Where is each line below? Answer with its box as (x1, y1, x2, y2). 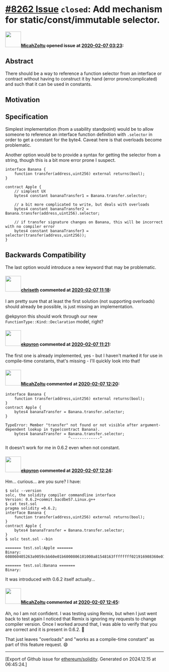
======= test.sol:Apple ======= (5, 545, 73, 551)
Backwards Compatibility (5, 251, 87, 259)
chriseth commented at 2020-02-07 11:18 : (21, 287, 112, 293)
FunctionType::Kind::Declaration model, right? (5, 318, 104, 325)
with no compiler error (5, 224, 55, 229)
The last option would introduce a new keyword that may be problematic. (5, 264, 157, 270)
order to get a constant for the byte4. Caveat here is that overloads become (5, 137, 162, 143)
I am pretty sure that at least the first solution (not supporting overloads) (5, 298, 155, 304)
